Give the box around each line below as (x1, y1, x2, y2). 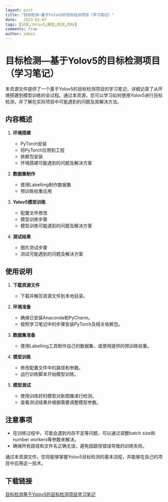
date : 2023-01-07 (5, 17, 47, 22)
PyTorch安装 (20, 140, 47, 147)
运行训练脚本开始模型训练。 (20, 371, 79, 377)
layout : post (5, 7, 33, 13)
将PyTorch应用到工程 (20, 147, 65, 153)
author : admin (5, 31, 36, 36)
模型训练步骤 (20, 216, 47, 222)
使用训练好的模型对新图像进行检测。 (20, 393, 97, 399)
